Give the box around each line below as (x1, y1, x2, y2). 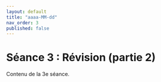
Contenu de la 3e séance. (6, 71, 70, 78)
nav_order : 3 (6, 20, 39, 26)
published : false (6, 25, 50, 31)
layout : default (6, 8, 47, 15)
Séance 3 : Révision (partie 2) (6, 51, 156, 64)
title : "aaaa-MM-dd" (6, 14, 58, 20)
